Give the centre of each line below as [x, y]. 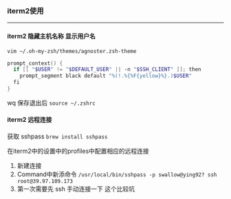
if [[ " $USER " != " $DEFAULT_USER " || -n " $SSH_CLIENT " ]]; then [107, 70]
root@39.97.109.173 [45, 181]
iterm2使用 [25, 10]
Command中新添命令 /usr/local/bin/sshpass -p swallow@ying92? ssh [117, 174]
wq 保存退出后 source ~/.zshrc [52, 103]
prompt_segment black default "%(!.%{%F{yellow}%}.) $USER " [106, 76]
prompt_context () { [35, 63]
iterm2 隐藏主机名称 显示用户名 [52, 36]
